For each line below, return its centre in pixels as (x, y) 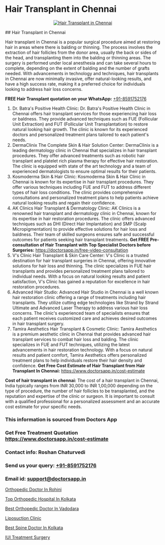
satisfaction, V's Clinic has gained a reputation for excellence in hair (81, 281)
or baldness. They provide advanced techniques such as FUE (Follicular (85, 119)
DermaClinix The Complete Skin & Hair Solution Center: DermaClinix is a (85, 145)
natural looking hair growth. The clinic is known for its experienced (80, 129)
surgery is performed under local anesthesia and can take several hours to (81, 63)
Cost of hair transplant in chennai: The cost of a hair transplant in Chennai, (82, 380)
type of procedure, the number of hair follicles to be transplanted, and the (80, 391)
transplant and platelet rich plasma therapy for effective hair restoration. (85, 161)
